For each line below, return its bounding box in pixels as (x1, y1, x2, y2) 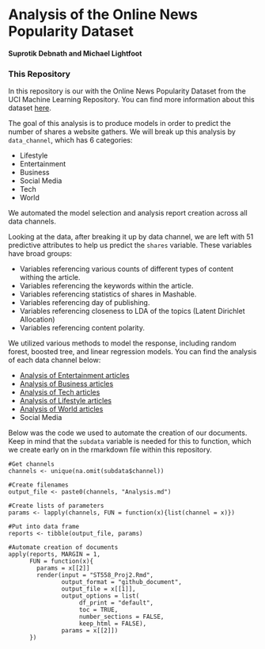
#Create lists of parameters (8, 502, 104, 510)
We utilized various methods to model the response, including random (8, 338, 237, 348)
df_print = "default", (78, 599, 154, 607)
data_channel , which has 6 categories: (8, 136, 133, 145)
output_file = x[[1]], (61, 585, 136, 594)
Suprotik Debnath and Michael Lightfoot (8, 48, 142, 58)
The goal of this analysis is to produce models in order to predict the (8, 119, 231, 128)
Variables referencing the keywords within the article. (19, 281, 194, 291)
